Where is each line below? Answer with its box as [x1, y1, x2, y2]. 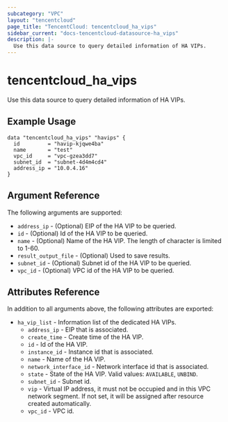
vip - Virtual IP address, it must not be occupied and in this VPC [27, 384, 211, 393]
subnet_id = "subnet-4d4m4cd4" [13, 158, 108, 166]
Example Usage [7, 116, 76, 127]
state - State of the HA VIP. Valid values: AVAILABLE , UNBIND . [27, 370, 198, 378]
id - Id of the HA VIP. [27, 341, 88, 349]
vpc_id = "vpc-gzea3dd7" [13, 153, 98, 159]
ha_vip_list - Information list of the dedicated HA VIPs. [17, 318, 177, 327]
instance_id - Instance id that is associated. [27, 347, 154, 356]
